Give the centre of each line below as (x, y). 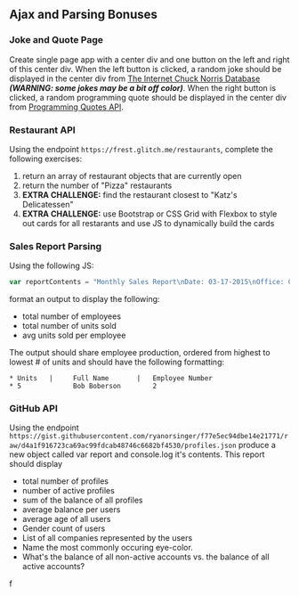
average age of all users (66, 519)
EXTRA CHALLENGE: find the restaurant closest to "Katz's (129, 194)
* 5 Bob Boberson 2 (83, 387)
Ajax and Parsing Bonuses (83, 15)
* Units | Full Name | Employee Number (111, 379)
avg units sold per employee (74, 335)
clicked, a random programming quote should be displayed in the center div (148, 97)
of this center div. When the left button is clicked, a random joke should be (145, 69)
